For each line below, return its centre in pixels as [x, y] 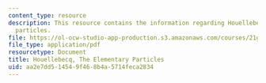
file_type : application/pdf [55, 45]
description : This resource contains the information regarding [116, 23]
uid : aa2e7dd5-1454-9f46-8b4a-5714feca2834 [81, 67]
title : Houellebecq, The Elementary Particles [86, 60]
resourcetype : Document [47, 52]
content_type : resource [47, 15]
